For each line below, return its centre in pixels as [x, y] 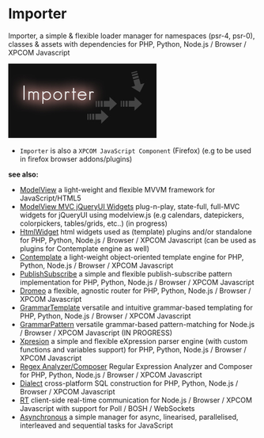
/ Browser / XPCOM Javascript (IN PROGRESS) [96, 333]
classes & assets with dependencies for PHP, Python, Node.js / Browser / [127, 44]
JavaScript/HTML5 [50, 198]
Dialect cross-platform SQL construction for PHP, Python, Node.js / [129, 383]
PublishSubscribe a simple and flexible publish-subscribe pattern [126, 273]
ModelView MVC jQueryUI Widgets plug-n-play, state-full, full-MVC [130, 206]
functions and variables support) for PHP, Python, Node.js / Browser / [133, 349]
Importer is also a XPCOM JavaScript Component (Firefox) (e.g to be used [135, 150]
